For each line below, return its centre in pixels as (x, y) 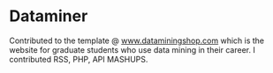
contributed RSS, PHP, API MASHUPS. (79, 59)
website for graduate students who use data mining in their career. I (133, 49)
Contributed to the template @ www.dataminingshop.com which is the (137, 40)
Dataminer (49, 16)
